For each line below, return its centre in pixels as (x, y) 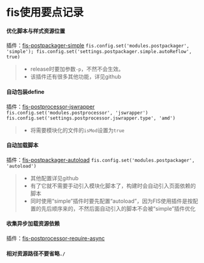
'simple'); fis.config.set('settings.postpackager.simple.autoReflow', (99, 52)
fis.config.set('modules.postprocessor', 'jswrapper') (77, 113)
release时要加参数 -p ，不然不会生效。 (77, 69)
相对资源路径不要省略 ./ (36, 253)
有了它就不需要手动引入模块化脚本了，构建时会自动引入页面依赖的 (113, 186)
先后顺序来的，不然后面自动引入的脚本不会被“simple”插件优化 (118, 208)
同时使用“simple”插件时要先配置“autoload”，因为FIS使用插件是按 (111, 201)
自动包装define (25, 91)
